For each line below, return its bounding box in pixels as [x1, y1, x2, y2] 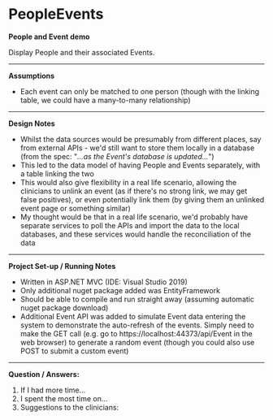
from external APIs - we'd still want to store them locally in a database [19, 143, 255, 153]
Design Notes [8, 119, 55, 128]
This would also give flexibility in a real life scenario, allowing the [19, 177, 237, 187]
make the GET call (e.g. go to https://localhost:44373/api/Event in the [19, 328, 253, 338]
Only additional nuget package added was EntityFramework [19, 285, 221, 295]
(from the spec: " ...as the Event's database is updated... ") [19, 151, 214, 161]
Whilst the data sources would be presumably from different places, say [19, 134, 262, 144]
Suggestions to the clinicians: [19, 402, 119, 412]
